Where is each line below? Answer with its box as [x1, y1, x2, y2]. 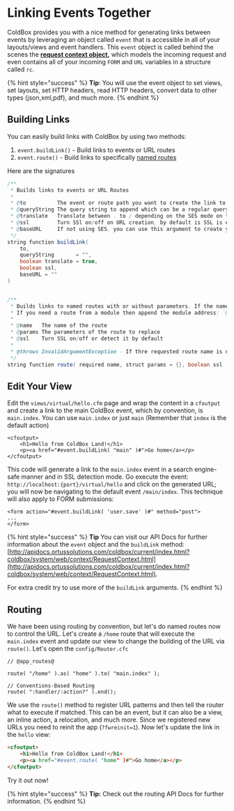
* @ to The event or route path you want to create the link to [10, 200, 226, 207]
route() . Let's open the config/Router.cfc [7, 644, 129, 653]
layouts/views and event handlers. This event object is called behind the [7, 43, 214, 51]
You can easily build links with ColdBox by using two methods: [7, 132, 187, 140]
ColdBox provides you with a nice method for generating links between [7, 28, 211, 36]
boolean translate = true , [19, 258, 98, 265]
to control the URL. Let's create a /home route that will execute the [7, 630, 195, 638]
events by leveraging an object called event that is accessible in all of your [7, 35, 221, 43]
